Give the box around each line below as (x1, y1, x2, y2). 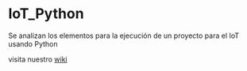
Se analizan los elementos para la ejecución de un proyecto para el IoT (8, 31, 240, 40)
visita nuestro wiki (8, 54, 68, 64)
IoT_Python (8, 5, 85, 23)
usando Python (8, 39, 58, 48)
